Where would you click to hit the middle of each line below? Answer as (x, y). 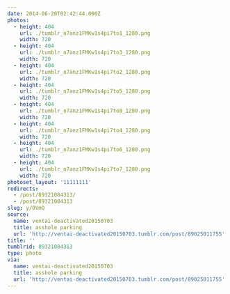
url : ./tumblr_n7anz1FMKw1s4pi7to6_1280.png (85, 150)
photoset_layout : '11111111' (49, 182)
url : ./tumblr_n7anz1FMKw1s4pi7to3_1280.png (85, 53)
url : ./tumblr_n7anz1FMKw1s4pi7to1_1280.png (85, 33)
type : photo (24, 254)
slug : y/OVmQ (26, 208)
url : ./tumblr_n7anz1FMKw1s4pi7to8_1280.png (85, 111)
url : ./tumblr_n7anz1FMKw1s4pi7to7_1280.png (85, 169)
